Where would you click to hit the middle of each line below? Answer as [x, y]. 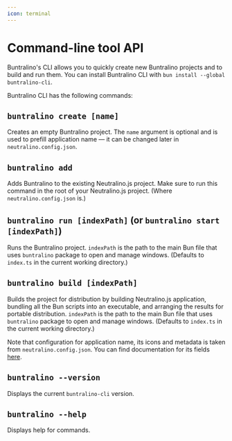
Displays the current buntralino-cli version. [71, 393]
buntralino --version [54, 378]
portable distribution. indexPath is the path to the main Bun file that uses [110, 313]
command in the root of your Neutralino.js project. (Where [90, 191]
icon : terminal [29, 14]
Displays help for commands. [49, 430]
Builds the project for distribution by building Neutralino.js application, [107, 299]
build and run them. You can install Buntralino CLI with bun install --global [116, 74]
